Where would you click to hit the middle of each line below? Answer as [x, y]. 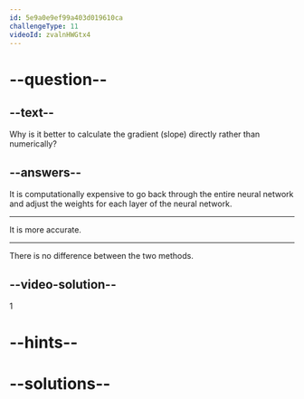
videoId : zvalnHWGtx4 [50, 34]
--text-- [32, 113]
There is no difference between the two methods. [102, 256]
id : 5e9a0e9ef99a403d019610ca [66, 18]
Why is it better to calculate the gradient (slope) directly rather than [135, 134]
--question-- [58, 79]
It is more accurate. [45, 230]
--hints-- [44, 342]
